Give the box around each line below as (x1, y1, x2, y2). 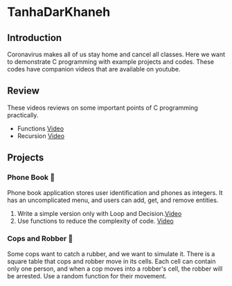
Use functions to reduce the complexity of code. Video (17, 217, 175, 225)
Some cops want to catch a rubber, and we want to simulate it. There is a (7, 249, 215, 258)
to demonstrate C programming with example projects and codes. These (7, 58, 215, 66)
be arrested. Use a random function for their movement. (7, 271, 167, 280)
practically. (7, 110, 39, 119)
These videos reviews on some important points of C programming (7, 103, 199, 112)
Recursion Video (17, 131, 64, 140)
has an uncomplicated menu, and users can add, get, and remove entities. (7, 196, 219, 204)
